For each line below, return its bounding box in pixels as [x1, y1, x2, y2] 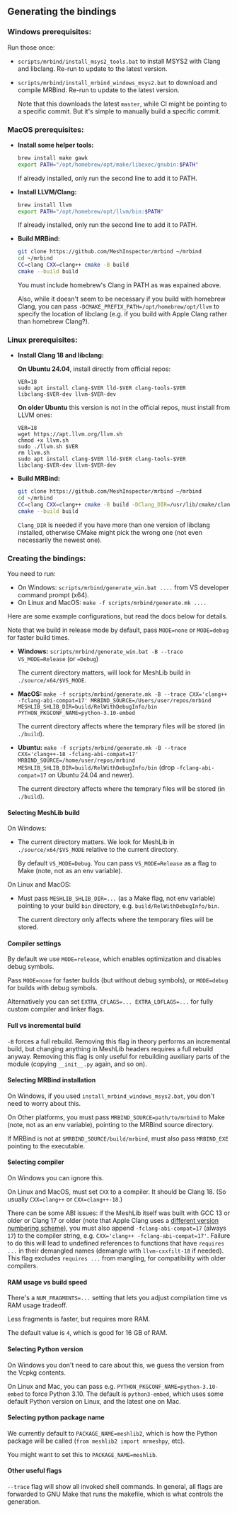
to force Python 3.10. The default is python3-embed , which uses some [24, 1390, 224, 1398]
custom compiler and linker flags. [7, 1005, 105, 1014]
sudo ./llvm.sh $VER [17, 443, 79, 450]
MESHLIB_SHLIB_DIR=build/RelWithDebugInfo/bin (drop [17, 763, 175, 772]
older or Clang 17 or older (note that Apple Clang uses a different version [7, 1217, 219, 1225]
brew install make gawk [17, 154, 88, 162]
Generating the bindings [7, 6, 117, 18]
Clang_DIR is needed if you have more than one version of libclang [17, 521, 210, 529]
